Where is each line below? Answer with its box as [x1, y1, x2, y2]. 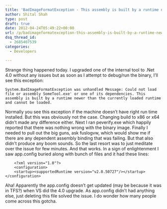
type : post [5, 16, 28, 21]
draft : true [5, 21, 30, 26]
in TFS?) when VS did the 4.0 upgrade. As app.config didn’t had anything [5, 187, 155, 194]
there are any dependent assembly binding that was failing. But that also [5, 135, 153, 141]
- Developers [9, 49, 37, 54]
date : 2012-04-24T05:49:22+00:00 [5, 26, 75, 31]
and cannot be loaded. [5, 100, 52, 105]
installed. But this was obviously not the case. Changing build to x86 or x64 [5, 114, 160, 120]
